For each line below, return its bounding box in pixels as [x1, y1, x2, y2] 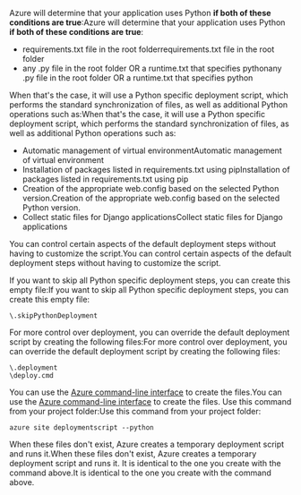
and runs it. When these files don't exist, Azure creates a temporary [9, 448, 257, 459]
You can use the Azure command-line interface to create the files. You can [9, 387, 282, 397]
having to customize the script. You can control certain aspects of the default [9, 248, 292, 259]
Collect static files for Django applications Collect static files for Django [21, 212, 284, 222]
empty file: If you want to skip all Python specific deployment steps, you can [9, 285, 289, 294]
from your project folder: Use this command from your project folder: [9, 406, 262, 416]
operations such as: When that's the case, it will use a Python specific [9, 109, 266, 119]
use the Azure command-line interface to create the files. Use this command [9, 397, 292, 406]
